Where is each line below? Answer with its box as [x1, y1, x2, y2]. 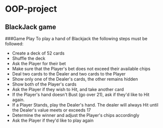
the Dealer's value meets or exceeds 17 [12, 107, 91, 113]
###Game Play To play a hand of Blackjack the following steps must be [5, 36, 147, 41]
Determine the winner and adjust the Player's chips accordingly [12, 112, 140, 118]
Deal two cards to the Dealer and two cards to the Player [12, 71, 126, 76]
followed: [5, 41, 24, 47]
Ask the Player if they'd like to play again [12, 118, 94, 123]
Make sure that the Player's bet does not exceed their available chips [12, 66, 151, 72]
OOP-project [5, 3, 57, 15]
